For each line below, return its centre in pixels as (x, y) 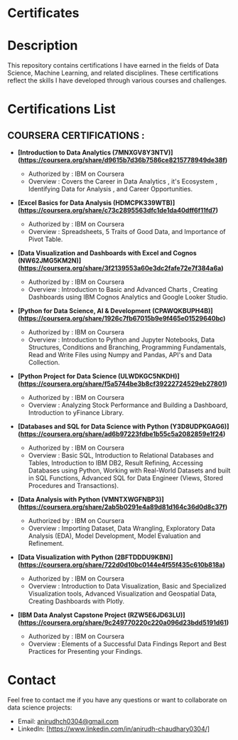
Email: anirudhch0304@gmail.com (68, 721)
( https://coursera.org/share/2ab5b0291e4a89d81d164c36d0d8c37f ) (123, 507)
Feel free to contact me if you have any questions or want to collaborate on (117, 700)
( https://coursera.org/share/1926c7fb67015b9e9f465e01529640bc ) (121, 319)
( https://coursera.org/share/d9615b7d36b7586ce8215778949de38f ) (123, 160)
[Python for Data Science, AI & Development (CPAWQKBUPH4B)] (115, 311)
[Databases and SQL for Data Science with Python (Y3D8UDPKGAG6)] (123, 427)
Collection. (44, 363)
